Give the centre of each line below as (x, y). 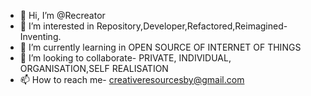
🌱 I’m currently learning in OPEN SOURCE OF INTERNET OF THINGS (160, 47)
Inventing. (40, 36)
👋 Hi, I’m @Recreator (62, 15)
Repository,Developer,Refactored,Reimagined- (192, 26)
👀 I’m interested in (57, 26)
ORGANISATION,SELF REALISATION (94, 68)
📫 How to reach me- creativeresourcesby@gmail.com (132, 79)
